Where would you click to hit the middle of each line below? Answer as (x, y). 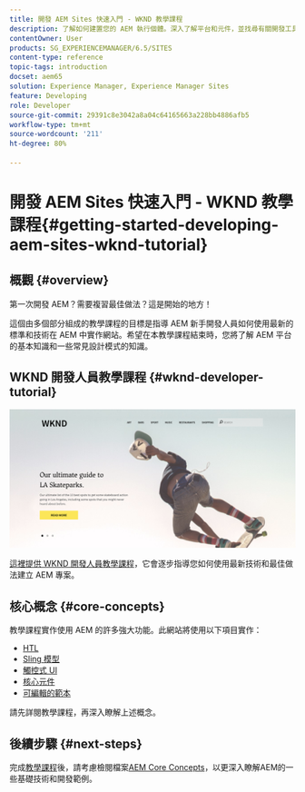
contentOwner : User (46, 38)
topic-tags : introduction (58, 67)
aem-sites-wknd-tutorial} (109, 245)
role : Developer (40, 105)
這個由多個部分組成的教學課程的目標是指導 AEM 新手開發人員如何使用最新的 (152, 323)
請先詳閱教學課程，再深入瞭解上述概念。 (85, 712)
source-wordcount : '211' (56, 134)
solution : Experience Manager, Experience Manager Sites (119, 86)
